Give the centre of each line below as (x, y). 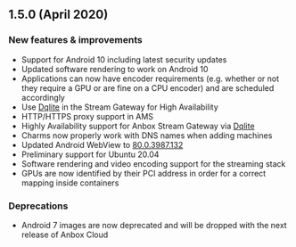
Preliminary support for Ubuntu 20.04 (90, 154)
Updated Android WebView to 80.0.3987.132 (102, 144)
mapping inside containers (70, 183)
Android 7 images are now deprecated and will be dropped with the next (154, 225)
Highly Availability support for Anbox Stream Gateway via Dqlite (138, 126)
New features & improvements (76, 40)
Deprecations (38, 206)
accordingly (43, 97)
